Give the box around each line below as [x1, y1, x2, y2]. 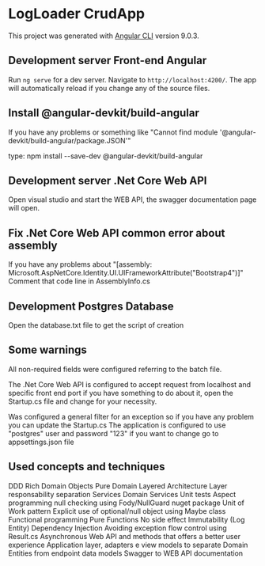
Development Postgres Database [8, 299, 174, 313]
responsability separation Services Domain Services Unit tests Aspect [8, 489, 237, 499]
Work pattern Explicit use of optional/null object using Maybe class [8, 506, 226, 515]
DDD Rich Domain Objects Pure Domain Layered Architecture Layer [8, 481, 228, 491]
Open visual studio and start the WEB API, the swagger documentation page [8, 195, 257, 204]
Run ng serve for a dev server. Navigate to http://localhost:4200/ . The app [8, 74, 257, 84]
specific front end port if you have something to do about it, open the [8, 388, 233, 397]
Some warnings [8, 344, 87, 357]
